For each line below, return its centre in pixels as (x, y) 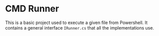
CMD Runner (32, 9)
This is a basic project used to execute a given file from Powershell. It (77, 22)
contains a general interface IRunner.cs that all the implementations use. (80, 27)
